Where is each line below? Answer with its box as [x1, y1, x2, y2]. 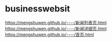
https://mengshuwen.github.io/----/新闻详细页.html [5, 25, 107, 31]
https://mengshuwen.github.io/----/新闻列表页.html [5, 20, 107, 25]
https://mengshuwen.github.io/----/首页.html [5, 31, 94, 37]
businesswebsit [5, 3, 70, 14]
